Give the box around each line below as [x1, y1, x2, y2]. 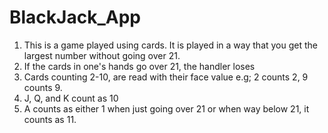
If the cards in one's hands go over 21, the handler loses [23, 60, 256, 72]
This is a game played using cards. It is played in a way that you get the [23, 39, 318, 51]
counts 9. [23, 81, 63, 93]
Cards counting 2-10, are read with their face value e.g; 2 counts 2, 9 [23, 71, 309, 83]
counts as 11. [23, 113, 77, 125]
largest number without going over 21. [23, 49, 181, 61]
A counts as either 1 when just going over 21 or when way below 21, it [23, 102, 310, 115]
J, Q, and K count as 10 [23, 92, 119, 104]
